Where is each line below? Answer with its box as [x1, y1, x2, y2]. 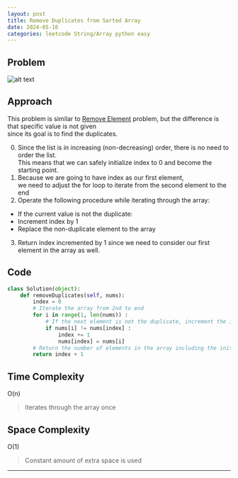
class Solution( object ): [7, 285, 81, 292]
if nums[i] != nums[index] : [45, 324, 132, 331]
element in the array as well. [17, 246, 101, 254]
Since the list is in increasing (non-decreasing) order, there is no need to [17, 143, 229, 152]
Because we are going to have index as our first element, [17, 173, 184, 181]
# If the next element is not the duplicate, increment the [45, 318, 227, 326]
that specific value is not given [7, 122, 97, 130]
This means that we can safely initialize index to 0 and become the [17, 158, 212, 166]
